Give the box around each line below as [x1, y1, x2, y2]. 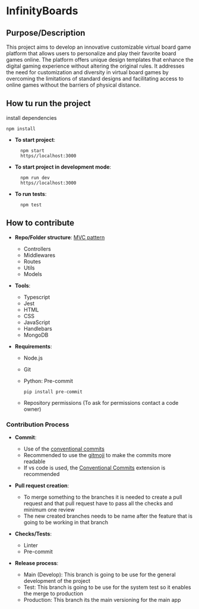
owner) [23, 405, 42, 413]
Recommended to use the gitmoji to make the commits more [23, 451, 171, 458]
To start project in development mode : [14, 163, 112, 170]
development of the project [23, 577, 90, 584]
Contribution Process [6, 420, 70, 429]
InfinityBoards [6, 4, 78, 18]
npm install [6, 126, 36, 132]
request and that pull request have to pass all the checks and [23, 500, 173, 507]
